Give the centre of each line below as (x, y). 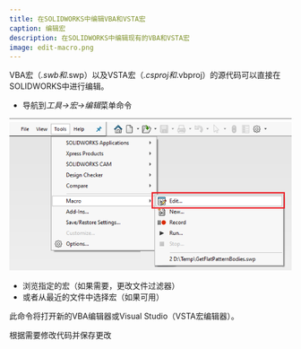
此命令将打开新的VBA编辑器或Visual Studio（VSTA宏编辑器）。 (124, 316)
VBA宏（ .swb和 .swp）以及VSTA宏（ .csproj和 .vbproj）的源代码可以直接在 (145, 75)
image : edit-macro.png (52, 48)
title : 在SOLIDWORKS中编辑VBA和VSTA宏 (77, 19)
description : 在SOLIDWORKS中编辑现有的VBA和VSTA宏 (99, 38)
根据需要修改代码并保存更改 (60, 335)
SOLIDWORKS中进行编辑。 (59, 86)
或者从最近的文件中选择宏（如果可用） (93, 297)
